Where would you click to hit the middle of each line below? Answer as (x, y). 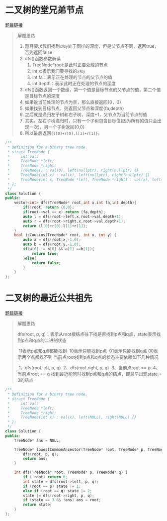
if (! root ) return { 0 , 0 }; (49, 208)
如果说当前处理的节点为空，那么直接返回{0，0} (73, 102)
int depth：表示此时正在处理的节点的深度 (74, 83)
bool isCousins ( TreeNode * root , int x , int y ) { (65, 235)
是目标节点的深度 (42, 96)
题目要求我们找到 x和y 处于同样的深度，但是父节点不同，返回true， (92, 46)
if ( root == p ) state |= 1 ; (52, 486)
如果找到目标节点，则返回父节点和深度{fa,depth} (74, 108)
